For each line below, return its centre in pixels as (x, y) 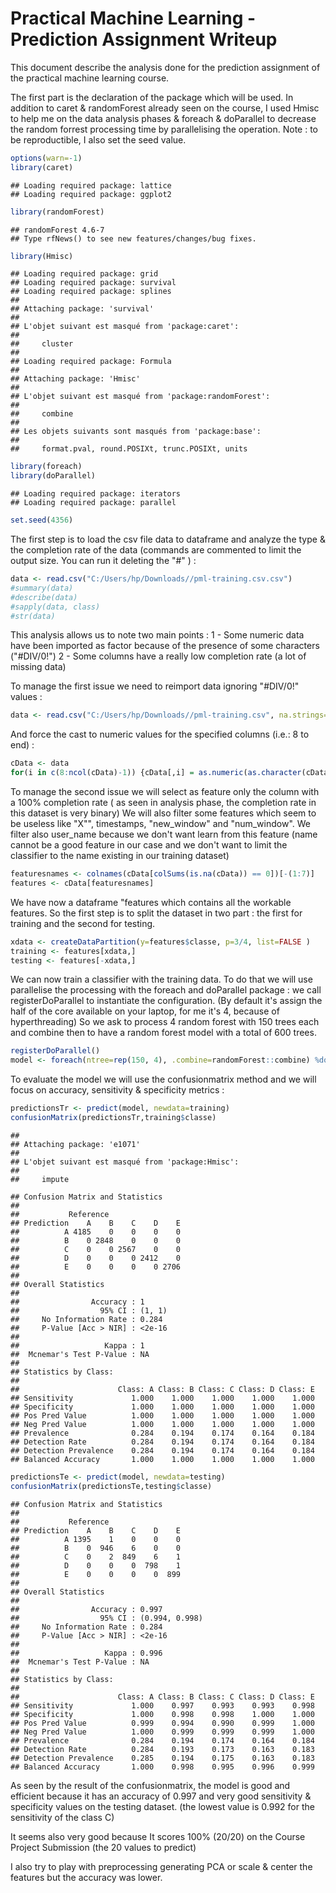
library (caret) (42, 167)
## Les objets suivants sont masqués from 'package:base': (136, 432)
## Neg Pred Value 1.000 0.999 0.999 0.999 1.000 (162, 1732)
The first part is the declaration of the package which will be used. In (152, 97)
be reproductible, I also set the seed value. (98, 139)
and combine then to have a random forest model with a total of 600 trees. (163, 1033)
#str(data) (33, 616)
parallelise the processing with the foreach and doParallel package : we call (166, 990)
